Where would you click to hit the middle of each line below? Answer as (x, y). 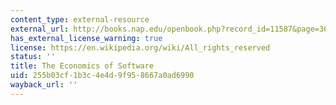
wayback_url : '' (44, 85)
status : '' (33, 57)
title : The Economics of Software (82, 66)
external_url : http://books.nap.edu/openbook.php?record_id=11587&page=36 (169, 29)
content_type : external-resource (80, 19)
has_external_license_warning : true (86, 38)
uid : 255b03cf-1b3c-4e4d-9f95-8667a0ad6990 (102, 76)
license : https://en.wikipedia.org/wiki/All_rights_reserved (140, 47)
